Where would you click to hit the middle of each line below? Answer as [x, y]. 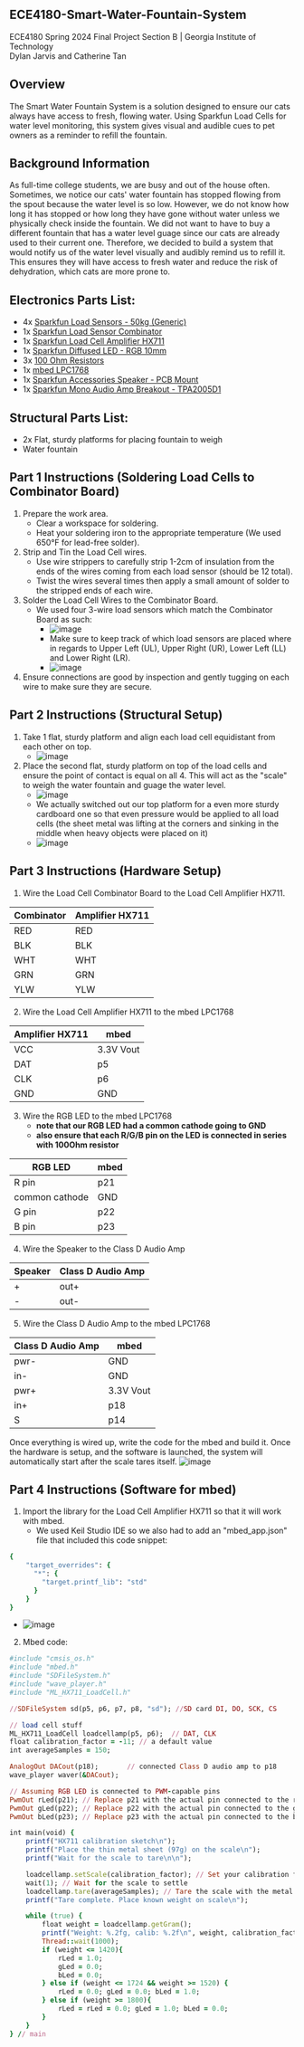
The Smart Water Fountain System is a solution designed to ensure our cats [150, 106]
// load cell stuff [46, 1725]
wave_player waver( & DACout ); [64, 1776]
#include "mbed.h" [44, 1667]
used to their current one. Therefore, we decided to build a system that [142, 243]
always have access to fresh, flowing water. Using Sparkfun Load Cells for [148, 116]
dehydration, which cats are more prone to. [90, 271]
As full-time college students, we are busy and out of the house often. [140, 186]
